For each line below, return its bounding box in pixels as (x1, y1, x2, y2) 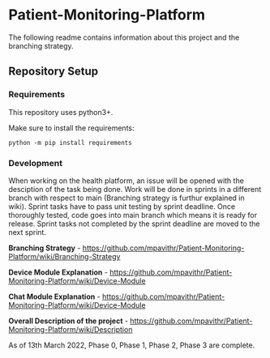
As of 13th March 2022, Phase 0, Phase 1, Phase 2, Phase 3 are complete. (8, 340, 255, 350)
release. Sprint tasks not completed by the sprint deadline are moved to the (8, 219, 260, 228)
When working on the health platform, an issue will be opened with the (8, 176, 245, 185)
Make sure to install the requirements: (8, 123, 135, 133)
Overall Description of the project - (8, 316, 128, 326)
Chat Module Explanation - (8, 292, 101, 301)
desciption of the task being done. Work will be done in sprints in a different (8, 184, 262, 194)
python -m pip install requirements (8, 139, 132, 147)
